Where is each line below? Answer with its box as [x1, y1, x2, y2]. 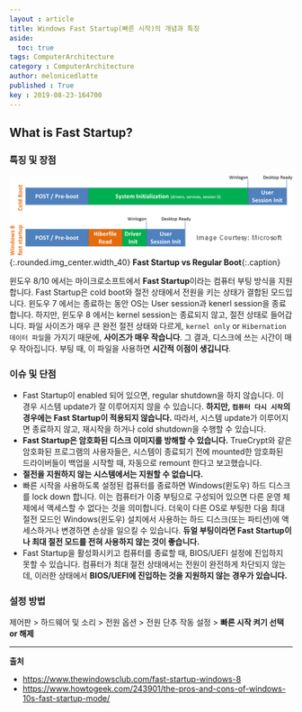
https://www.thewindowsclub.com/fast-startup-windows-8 [22, 674, 242, 685]
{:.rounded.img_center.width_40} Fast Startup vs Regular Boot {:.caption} [9, 257, 281, 268]
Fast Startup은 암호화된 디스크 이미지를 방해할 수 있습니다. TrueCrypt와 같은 [22, 434, 292, 445]
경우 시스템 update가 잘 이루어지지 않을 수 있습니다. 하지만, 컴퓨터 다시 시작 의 [22, 401, 290, 412]
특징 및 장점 [9, 153, 57, 166]
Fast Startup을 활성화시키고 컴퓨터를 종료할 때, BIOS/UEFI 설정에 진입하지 [22, 547, 284, 558]
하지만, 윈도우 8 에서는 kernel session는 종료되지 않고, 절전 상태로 [35, 309, 269, 320]
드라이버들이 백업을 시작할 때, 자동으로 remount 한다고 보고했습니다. [22, 457, 262, 468]
